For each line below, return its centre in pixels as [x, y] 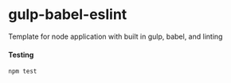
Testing [21, 55]
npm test [23, 72]
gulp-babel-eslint [68, 15]
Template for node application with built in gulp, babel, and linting [115, 36]
